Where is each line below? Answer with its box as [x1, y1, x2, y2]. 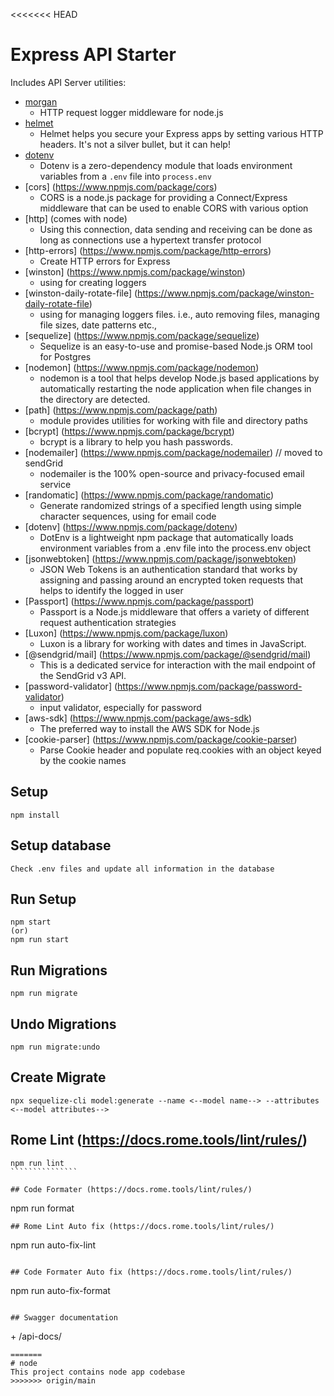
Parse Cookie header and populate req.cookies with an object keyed [39, 744, 322, 756]
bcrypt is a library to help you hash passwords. [39, 435, 233, 448]
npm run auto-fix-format [10, 1284, 111, 1296]
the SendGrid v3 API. [39, 669, 127, 681]
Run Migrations [10, 962, 108, 979]
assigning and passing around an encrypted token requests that [39, 574, 303, 586]
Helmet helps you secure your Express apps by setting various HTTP [39, 127, 324, 139]
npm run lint [10, 1158, 65, 1168]
